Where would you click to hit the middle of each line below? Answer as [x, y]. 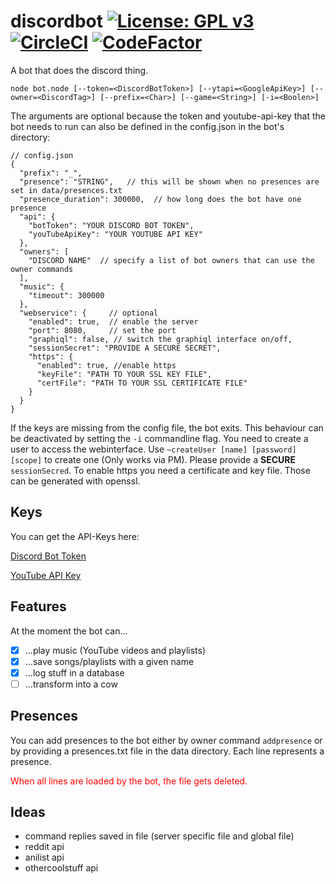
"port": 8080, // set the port [102, 330]
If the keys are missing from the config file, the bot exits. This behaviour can [167, 427]
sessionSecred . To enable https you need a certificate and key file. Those [160, 470]
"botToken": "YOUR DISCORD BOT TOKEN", [111, 225]
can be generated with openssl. [75, 481]
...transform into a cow [71, 684]
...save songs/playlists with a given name [109, 661]
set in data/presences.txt [66, 190]
